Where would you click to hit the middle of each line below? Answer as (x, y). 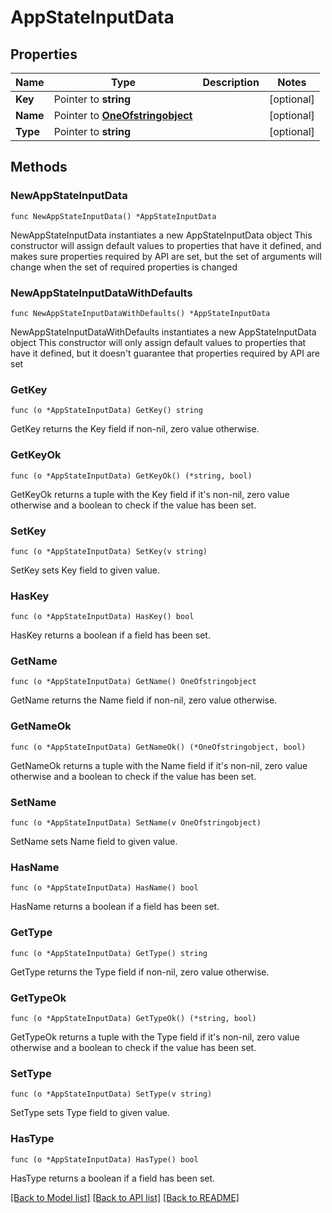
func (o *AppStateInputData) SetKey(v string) (109, 551)
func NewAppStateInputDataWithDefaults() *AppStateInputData (140, 313)
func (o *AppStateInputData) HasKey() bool (102, 617)
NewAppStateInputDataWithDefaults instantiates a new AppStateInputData (163, 332)
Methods (39, 167)
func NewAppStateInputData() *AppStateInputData (113, 216)
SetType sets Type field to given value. (90, 1113)
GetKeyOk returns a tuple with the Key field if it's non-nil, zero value (150, 494)
